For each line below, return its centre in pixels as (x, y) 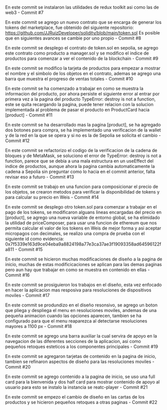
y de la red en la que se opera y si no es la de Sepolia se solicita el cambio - (83, 135)
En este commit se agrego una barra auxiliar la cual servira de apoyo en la (81, 336)
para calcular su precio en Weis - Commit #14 (52, 197)
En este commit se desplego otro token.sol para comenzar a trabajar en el (81, 207)
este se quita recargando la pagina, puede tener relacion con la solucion (79, 104)
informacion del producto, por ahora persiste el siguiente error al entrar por (83, 94)
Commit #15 (31, 249)
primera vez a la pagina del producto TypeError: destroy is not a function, (81, 99)
